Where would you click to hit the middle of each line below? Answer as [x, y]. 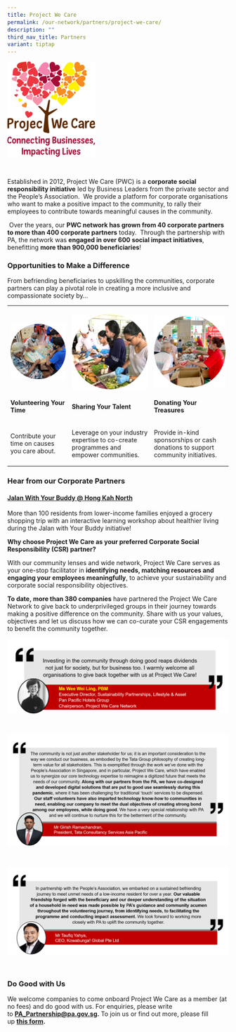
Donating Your [175, 403]
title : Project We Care [42, 15]
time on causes [32, 444]
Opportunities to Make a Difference [68, 265]
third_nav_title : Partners [47, 37]
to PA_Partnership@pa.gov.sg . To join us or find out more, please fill [108, 1014]
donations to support [184, 447]
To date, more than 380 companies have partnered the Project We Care [112, 599]
